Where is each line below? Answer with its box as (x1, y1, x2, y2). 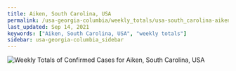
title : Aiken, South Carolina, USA (7, 10, 112, 18)
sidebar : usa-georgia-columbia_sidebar (7, 37, 124, 44)
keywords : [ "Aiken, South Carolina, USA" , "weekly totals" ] (7, 30, 188, 37)
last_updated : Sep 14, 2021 (7, 23, 90, 30)
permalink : (7, 17, 39, 24)
